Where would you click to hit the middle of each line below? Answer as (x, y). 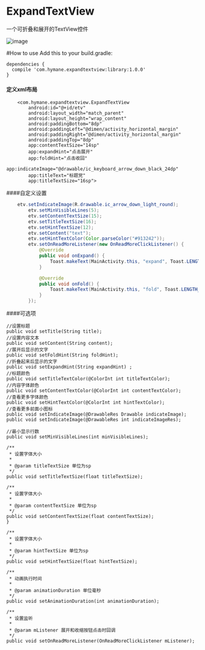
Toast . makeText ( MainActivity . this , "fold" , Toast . (116, 290)
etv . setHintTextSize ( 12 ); (61, 227)
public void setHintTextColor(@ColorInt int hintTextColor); (86, 403)
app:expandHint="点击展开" (61, 152)
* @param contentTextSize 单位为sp (53, 506)
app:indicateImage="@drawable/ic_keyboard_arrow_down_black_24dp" (92, 169)
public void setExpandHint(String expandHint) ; (69, 367)
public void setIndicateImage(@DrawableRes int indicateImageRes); (94, 420)
